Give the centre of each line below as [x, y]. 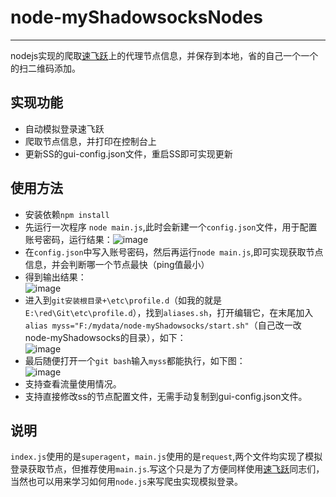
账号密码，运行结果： [68, 239]
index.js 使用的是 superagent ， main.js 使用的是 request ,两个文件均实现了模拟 [166, 457]
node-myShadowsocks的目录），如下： [105, 337]
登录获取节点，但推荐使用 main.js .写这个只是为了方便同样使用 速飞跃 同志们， [167, 469]
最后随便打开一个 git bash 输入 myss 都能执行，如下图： [135, 360]
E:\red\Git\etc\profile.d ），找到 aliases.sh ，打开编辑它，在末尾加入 [169, 312]
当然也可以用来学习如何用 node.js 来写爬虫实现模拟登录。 [127, 482]
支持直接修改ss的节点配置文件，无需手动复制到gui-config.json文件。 [166, 396]
